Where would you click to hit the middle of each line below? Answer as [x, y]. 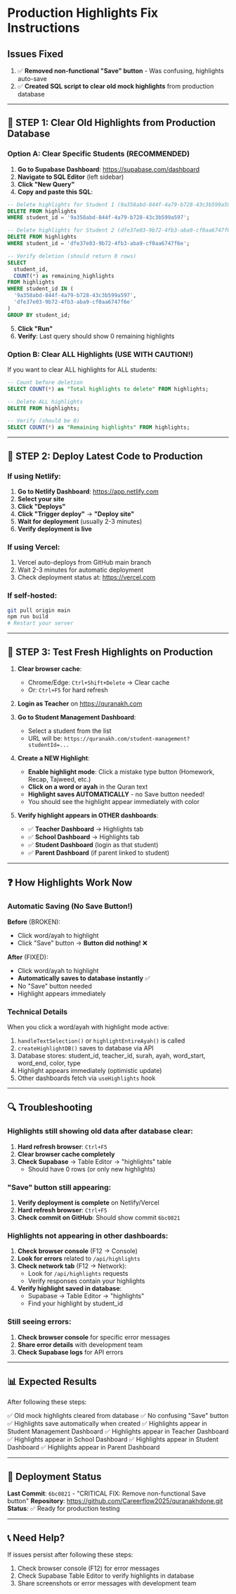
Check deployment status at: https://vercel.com [86, 577]
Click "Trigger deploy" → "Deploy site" [76, 514]
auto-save [32, 79]
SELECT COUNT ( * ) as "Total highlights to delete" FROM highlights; [108, 389]
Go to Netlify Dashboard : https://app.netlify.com [88, 491]
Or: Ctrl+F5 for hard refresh [68, 690]
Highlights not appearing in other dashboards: [88, 1236]
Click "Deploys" [41, 506]
